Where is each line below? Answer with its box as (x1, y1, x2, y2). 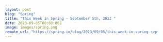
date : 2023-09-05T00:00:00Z (5, 20, 62, 26)
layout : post (5, 7, 32, 12)
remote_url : (5, 29, 29, 34)
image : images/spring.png (5, 25, 57, 30)
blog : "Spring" (5, 12, 36, 16)
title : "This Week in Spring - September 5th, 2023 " (5, 16, 116, 21)
